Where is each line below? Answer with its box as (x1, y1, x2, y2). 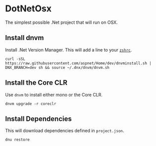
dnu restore (5, 137, 30, 143)
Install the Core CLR (5, 79, 68, 87)
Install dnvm (5, 34, 44, 42)
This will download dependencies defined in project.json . (5, 128, 124, 134)
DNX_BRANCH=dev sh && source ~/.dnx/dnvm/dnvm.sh (5, 65, 110, 70)
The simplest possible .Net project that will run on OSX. (5, 19, 118, 25)
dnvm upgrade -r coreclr (5, 101, 56, 106)
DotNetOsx (5, 3, 52, 14)
